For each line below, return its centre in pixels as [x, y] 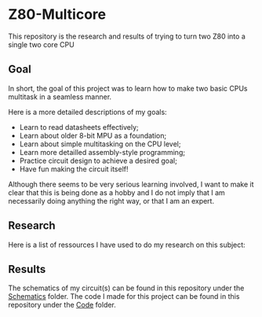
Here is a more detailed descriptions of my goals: [87, 112]
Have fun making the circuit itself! [74, 169]
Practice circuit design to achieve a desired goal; [98, 160]
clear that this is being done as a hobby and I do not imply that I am [116, 192]
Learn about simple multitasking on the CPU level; [100, 144]
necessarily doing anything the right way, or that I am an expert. [111, 201]
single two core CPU [41, 44]
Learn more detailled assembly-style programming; [102, 152]
